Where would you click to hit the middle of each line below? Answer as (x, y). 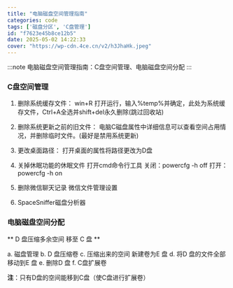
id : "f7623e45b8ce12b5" (42, 33)
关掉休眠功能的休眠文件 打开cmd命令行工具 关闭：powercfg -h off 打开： (122, 166)
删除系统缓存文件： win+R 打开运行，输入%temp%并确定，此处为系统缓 (121, 103)
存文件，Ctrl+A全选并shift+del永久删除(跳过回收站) (91, 112)
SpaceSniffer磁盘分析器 (51, 203)
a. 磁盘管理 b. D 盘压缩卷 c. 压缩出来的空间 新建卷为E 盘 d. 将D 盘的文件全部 (116, 254)
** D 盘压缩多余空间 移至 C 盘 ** (54, 239)
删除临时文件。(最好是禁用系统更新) (87, 136)
